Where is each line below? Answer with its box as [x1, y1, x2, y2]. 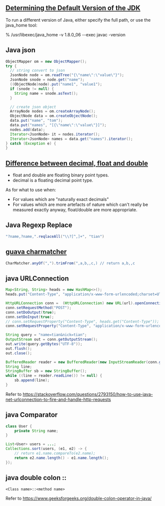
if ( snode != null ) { [10, 86, 54, 91]
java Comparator [5, 411, 58, 419]
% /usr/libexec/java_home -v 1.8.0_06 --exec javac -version [5, 31, 126, 37]
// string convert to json [10, 68, 65, 73]
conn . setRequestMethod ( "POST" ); [5, 305, 71, 310]
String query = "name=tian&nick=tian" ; [5, 333, 87, 337]
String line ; [5, 364, 32, 369]
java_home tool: [5, 22, 38, 28]
